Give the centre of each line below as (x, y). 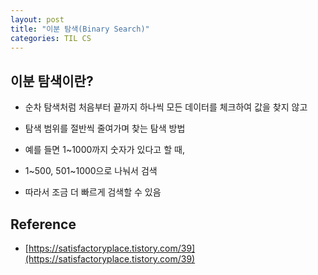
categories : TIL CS (51, 38)
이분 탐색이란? (52, 81)
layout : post (37, 19)
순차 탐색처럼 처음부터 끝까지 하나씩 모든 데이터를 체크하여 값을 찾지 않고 (166, 107)
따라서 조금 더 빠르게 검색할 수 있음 (93, 192)
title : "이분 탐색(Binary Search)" (80, 29)
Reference (43, 224)
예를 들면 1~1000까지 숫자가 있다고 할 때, (104, 150)
